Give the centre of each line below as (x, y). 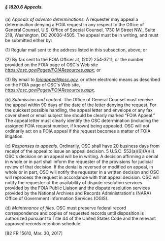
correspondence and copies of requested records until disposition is (75, 213)
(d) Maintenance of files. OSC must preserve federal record (66, 208)
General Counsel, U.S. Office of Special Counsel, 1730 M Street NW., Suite (80, 30)
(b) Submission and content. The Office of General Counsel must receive (79, 99)
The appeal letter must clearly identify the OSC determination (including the (82, 120)
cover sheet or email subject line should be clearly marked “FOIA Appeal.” (80, 115)
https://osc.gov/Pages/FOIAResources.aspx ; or (53, 70)
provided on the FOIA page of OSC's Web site (52, 65)
